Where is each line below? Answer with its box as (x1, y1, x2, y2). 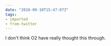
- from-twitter (5, 21, 37, 26)
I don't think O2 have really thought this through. (5, 35, 106, 41)
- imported (5, 16, 28, 21)
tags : (5, 12, 17, 17)
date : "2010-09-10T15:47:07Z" (5, 7, 69, 12)
